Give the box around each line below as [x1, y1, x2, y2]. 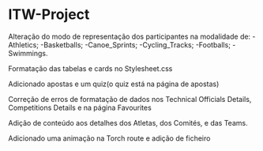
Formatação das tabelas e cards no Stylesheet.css [8, 63, 173, 73]
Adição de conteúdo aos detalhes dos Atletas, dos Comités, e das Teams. [8, 118, 248, 127]
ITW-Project [8, 6, 90, 24]
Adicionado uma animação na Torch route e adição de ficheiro [8, 133, 211, 143]
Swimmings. [8, 48, 49, 58]
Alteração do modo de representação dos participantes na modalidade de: [8, 32, 251, 41]
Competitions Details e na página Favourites [8, 103, 152, 112]
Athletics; [8, 40, 39, 49]
